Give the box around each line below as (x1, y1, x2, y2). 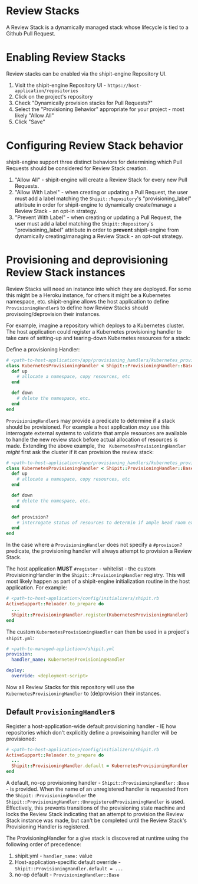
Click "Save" (14, 118, 45, 125)
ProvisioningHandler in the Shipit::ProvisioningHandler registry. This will (6, 572, 186, 579)
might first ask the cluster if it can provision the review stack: (6, 448, 154, 455)
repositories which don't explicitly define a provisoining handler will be (6, 729, 177, 736)
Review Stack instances (6, 266, 126, 279)
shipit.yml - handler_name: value (14, 852, 93, 860)
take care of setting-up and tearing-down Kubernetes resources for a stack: (6, 334, 190, 341)
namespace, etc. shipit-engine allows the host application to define (6, 298, 169, 305)
